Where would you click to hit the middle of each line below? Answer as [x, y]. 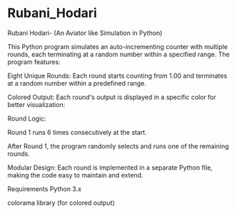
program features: [34, 61]
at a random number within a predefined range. [77, 83]
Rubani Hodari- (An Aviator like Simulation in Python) [85, 33]
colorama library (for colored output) [61, 203]
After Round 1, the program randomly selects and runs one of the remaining [118, 146]
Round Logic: [27, 118]
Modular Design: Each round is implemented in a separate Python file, [110, 167]
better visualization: [36, 104]
